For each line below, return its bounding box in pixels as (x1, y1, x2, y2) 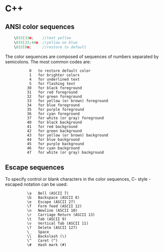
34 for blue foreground (26, 103, 80, 108)
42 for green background (26, 128, 82, 133)
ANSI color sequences (5, 23, 75, 31)
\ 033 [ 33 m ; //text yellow (14, 35, 71, 40)
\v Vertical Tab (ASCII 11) (26, 221, 89, 226)
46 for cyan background (26, 145, 80, 150)
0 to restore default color (29, 68, 91, 73)
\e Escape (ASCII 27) (26, 199, 76, 204)
